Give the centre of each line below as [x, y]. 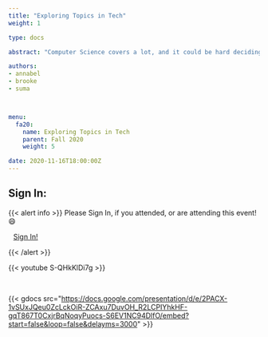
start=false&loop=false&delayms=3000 [73, 323]
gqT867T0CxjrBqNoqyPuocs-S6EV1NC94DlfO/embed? [99, 315]
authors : [23, 66]
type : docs [26, 38]
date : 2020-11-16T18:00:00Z [55, 161]
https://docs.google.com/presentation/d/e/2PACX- [144, 298]
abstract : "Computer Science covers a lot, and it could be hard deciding [135, 52]
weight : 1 [25, 23]
